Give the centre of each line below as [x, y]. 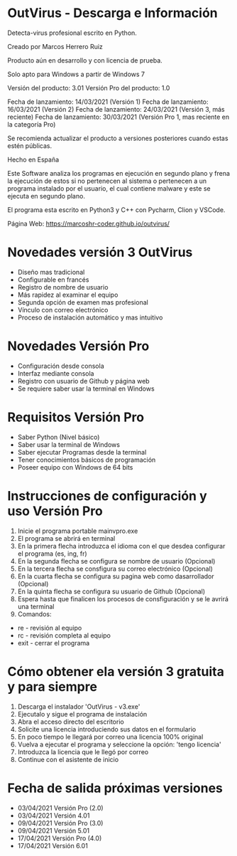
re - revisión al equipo [50, 628]
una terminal [36, 606]
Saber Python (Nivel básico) [59, 437]
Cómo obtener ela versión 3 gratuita [116, 671]
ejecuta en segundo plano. [46, 196]
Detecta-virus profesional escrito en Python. [72, 33]
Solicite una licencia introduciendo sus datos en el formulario [107, 729]
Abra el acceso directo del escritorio [71, 722]
